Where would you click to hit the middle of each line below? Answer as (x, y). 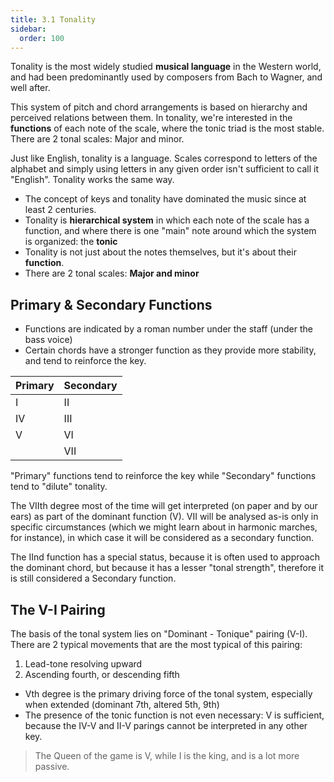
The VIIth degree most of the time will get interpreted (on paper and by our (164, 506)
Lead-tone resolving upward (83, 664)
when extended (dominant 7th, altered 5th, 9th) (122, 704)
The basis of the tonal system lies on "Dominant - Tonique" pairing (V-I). (159, 634)
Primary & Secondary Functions (111, 304)
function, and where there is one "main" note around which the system (170, 231)
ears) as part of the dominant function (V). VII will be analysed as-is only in (164, 517)
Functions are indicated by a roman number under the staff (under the (168, 329)
